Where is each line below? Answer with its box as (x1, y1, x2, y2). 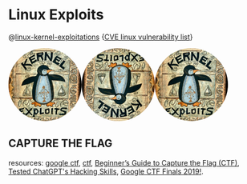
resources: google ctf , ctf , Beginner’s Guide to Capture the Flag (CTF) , (8, 158, 240, 167)
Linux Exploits (8, 6, 104, 24)
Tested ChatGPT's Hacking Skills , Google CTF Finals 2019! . (8, 166, 204, 176)
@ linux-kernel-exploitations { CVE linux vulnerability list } (8, 32, 193, 42)
